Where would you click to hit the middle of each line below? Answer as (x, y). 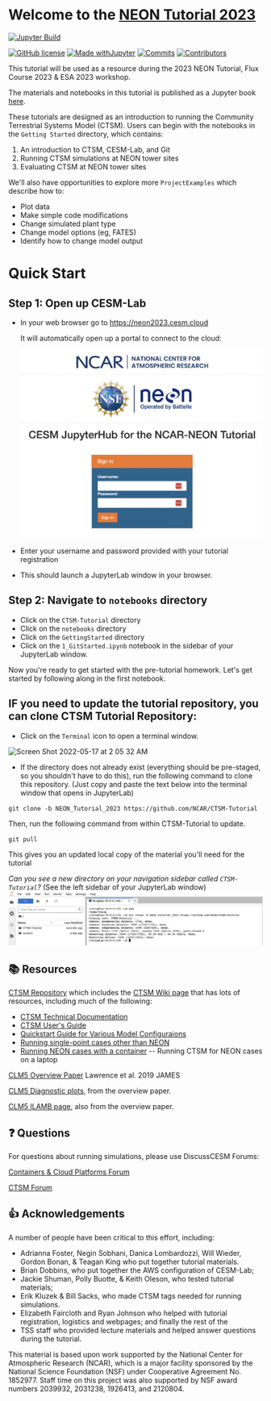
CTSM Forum (30, 1188)
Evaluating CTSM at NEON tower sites (83, 166)
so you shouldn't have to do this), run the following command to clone (136, 775)
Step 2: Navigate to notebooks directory (108, 600)
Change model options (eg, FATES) (78, 232)
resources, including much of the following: (80, 1001)
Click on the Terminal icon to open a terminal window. (109, 736)
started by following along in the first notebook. (87, 678)
